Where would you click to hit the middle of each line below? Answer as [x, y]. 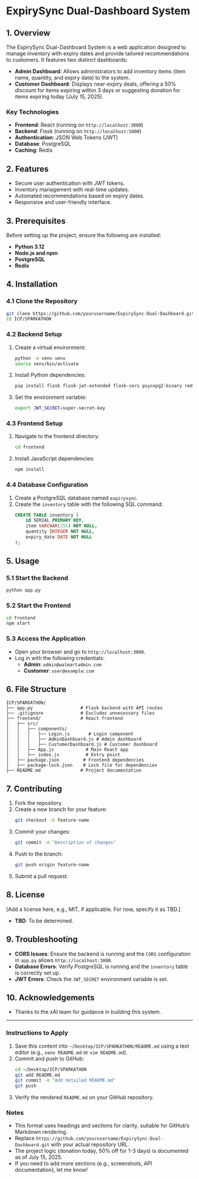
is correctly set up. [38, 973]
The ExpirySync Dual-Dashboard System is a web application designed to [96, 47]
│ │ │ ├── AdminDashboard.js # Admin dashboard [74, 739]
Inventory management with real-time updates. [72, 190]
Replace [25, 1138]
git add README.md [37, 1075]
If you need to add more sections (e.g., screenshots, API [83, 1164]
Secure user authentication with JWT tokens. [70, 183]
